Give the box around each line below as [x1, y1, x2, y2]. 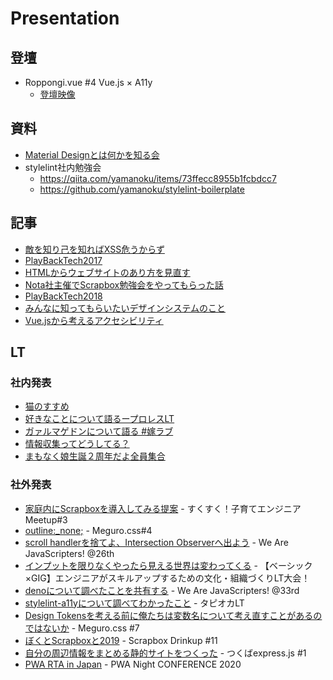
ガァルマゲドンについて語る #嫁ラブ [24, 425, 174, 437]
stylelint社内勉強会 [24, 161, 102, 173]
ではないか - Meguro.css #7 [24, 622, 140, 634]
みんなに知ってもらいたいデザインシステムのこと [24, 302, 226, 314]
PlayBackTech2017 [24, 254, 103, 266]
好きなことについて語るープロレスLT [24, 413, 175, 425]
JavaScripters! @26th [24, 547, 115, 559]
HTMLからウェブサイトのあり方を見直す [24, 266, 191, 278]
